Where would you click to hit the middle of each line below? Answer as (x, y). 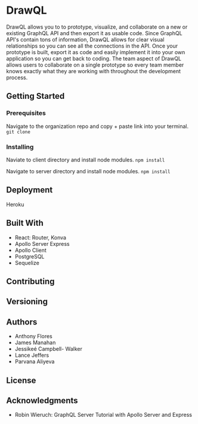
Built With (25, 223)
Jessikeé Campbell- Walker (48, 349)
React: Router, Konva (41, 237)
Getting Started (35, 96)
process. (17, 77)
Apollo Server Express (42, 244)
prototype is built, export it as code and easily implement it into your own (96, 52)
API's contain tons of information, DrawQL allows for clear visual (85, 39)
